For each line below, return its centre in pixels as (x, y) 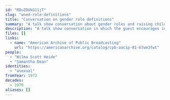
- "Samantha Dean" (29, 62)
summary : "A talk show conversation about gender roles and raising (79, 24)
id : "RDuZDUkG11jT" (26, 10)
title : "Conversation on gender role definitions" (60, 19)
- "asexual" (23, 71)
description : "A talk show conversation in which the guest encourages (82, 29)
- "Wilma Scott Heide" (34, 57)
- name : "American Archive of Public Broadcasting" (66, 43)
